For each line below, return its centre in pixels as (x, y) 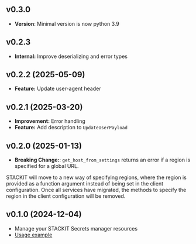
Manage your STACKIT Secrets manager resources (76, 228)
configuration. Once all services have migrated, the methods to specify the (96, 190)
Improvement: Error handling (50, 121)
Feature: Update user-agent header (58, 89)
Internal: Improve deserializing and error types (71, 56)
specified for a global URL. (47, 166)
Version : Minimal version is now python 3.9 (67, 23)
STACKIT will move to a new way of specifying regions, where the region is (97, 177)
